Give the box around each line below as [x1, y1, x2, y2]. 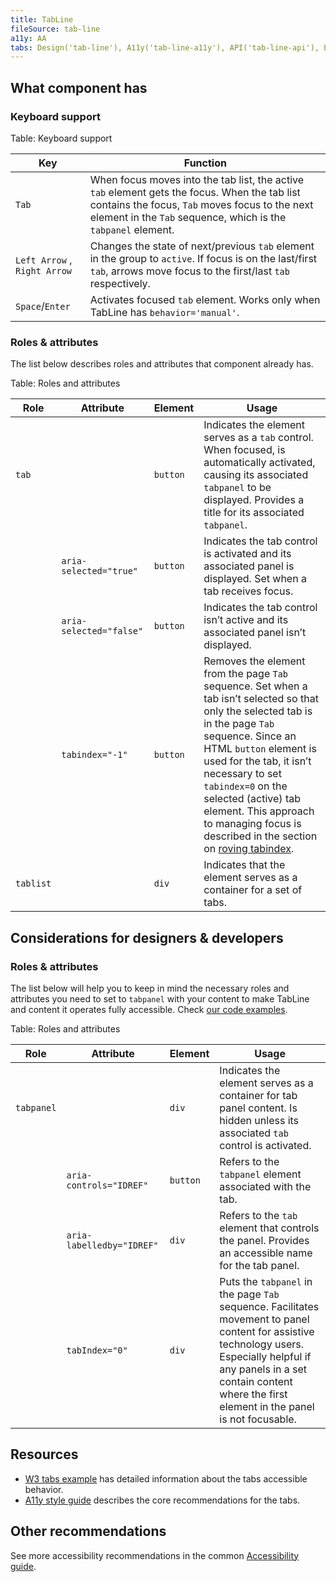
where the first [219, 1387, 288, 1401]
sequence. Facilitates [219, 1299, 320, 1313]
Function [183, 156, 227, 170]
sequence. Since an [203, 729, 297, 743]
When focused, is [203, 443, 286, 457]
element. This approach [203, 804, 315, 818]
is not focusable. [219, 1412, 297, 1426]
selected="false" [61, 626, 144, 637]
